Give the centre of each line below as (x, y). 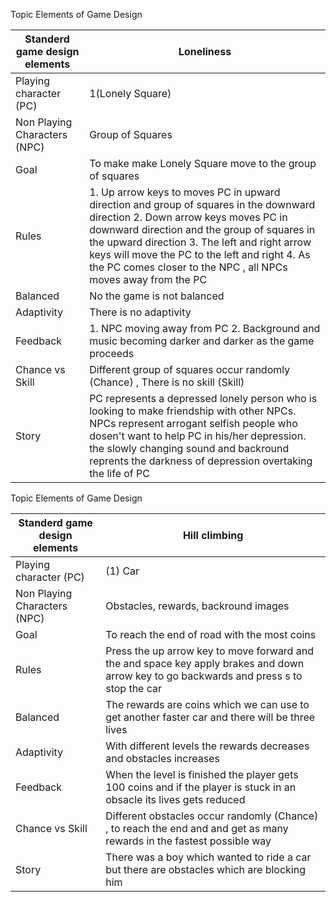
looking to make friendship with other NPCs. (193, 411)
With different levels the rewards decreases (207, 746)
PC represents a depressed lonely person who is (203, 398)
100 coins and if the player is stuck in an (201, 787)
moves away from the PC (148, 279)
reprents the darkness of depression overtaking (201, 461)
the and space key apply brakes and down (205, 663)
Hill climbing (213, 535)
